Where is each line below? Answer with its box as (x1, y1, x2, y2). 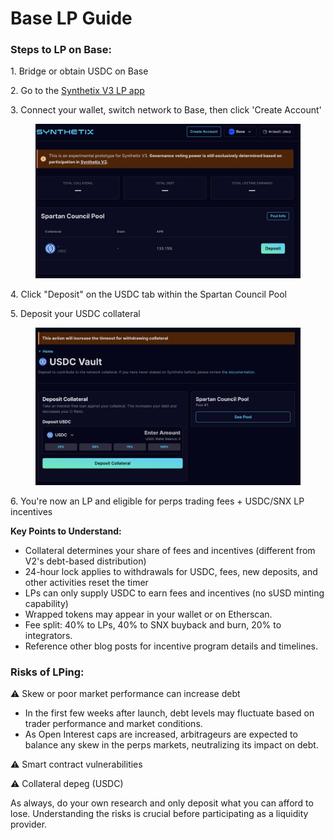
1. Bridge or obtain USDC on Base (10, 65, 149, 77)
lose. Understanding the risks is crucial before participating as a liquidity (10, 808, 309, 820)
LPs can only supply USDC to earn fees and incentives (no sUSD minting (24, 587, 325, 599)
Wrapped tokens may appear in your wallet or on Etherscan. (24, 608, 273, 621)
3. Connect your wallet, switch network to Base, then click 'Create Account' (10, 104, 322, 116)
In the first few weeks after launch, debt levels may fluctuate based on (24, 707, 315, 719)
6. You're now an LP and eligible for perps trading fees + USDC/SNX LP (10, 495, 305, 507)
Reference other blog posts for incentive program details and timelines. (24, 640, 318, 652)
